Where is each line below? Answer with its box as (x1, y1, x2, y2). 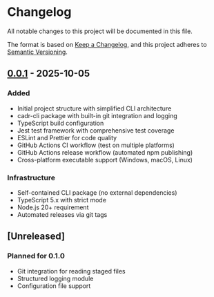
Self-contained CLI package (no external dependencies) (17, 188, 177, 197)
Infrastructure (7, 173, 56, 182)
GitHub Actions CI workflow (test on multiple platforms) (17, 141, 175, 149)
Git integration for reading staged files (17, 267, 126, 275)
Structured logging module (17, 274, 94, 282)
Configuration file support (17, 281, 91, 290)
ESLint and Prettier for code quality (17, 133, 117, 142)
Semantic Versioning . (7, 48, 68, 56)
